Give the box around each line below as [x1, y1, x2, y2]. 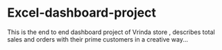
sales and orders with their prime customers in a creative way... [7, 35, 189, 43]
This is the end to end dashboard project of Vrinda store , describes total [7, 28, 215, 36]
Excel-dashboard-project [7, 5, 156, 21]
